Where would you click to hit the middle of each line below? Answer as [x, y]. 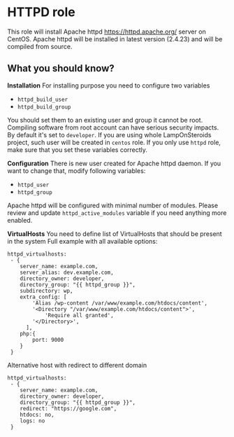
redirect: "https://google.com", [68, 408]
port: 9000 [48, 340]
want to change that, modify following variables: [76, 171]
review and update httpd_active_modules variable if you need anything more [117, 213]
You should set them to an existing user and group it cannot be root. [105, 120]
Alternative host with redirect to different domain [77, 365]
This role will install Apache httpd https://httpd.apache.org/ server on [107, 32]
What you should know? [61, 68]
